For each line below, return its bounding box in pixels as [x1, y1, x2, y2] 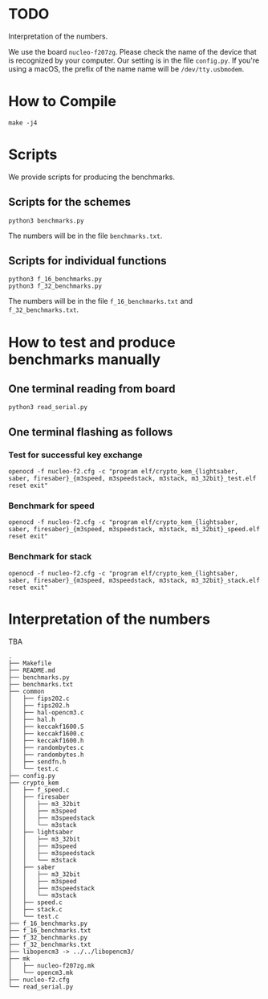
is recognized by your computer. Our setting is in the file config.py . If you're [8, 55, 260, 65]
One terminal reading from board [8, 383, 176, 396]
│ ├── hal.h [8, 715, 56, 723]
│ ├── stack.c [8, 905, 63, 913]
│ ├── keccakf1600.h [8, 736, 84, 744]
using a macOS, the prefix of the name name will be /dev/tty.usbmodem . [8, 63, 245, 73]
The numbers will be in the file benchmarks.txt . [8, 231, 163, 240]
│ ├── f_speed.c [8, 785, 70, 794]
